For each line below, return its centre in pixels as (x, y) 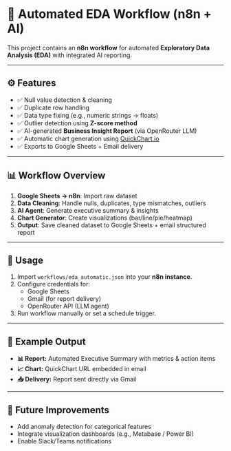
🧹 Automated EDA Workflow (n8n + (109, 14)
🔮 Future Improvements (58, 410)
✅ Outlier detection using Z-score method (77, 123)
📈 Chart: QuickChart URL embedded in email (81, 369)
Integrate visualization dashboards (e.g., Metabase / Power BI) (106, 434)
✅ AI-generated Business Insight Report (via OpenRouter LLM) (107, 131)
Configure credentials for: (54, 284)
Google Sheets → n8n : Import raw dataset (77, 196)
